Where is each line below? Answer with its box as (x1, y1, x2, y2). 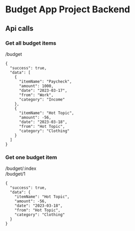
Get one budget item (5, 153, 57, 161)
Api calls (5, 24, 34, 33)
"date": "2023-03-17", (18, 88, 67, 93)
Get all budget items (5, 40, 56, 47)
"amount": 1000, (18, 83, 54, 88)
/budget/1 (5, 171, 26, 177)
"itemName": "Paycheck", (18, 79, 72, 84)
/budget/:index (5, 165, 37, 171)
